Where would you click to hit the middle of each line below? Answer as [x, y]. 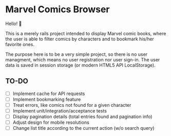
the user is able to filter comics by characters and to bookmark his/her [80, 39]
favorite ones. [20, 44]
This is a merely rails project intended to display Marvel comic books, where [86, 33]
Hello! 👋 [14, 24]
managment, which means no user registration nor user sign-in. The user [83, 59]
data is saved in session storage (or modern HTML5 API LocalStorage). [80, 65]
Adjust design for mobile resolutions [51, 122]
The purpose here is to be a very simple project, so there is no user [77, 54]
